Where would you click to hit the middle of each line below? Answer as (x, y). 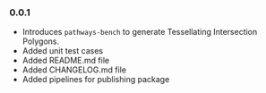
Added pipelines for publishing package (96, 80)
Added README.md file (66, 61)
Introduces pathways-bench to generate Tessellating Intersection (140, 32)
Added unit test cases (63, 51)
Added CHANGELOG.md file (74, 70)
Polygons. (41, 41)
